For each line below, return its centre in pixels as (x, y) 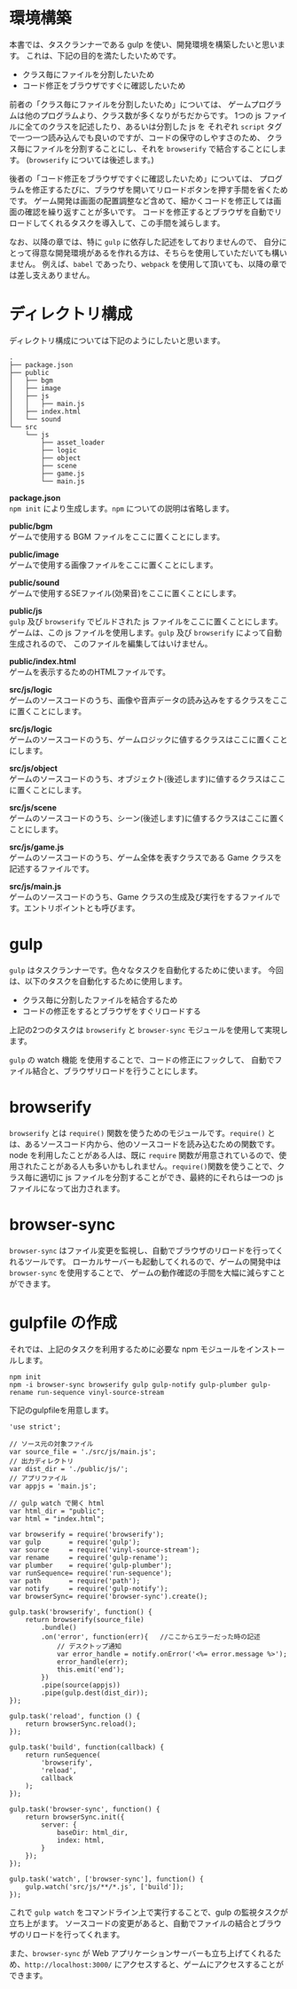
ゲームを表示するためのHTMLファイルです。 (90, 671)
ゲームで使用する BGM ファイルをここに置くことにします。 (117, 536)
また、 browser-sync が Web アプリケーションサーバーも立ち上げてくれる (141, 1953)
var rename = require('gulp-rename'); (89, 1557)
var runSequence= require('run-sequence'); (91, 1573)
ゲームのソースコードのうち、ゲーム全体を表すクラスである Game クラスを (145, 857)
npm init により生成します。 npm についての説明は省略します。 (122, 508)
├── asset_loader (73, 442)
